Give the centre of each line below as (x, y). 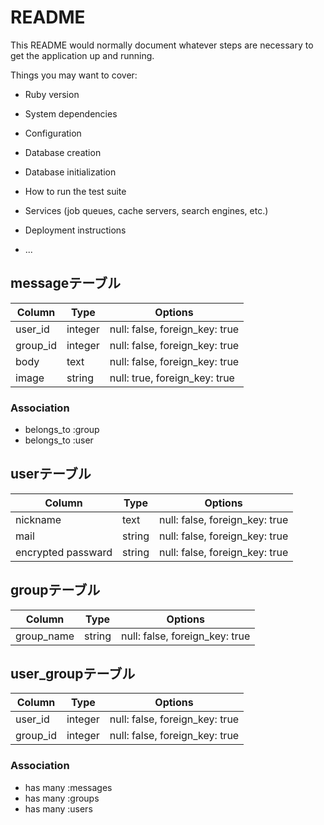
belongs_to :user (59, 440)
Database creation (63, 152)
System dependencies (71, 113)
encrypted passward (64, 552)
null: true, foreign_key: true (172, 378)
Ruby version (52, 94)
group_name (45, 636)
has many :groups (62, 798)
